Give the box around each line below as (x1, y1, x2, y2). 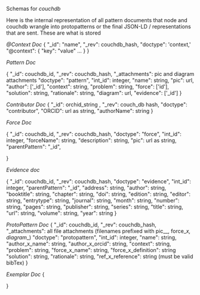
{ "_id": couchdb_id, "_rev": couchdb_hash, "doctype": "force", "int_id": (6, 131, 182, 137)
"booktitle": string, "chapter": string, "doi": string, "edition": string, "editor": (6, 190, 191, 198)
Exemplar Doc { (6, 271, 45, 278)
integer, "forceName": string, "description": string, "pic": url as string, (6, 137, 177, 144)
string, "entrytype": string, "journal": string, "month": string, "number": (6, 197, 180, 204)
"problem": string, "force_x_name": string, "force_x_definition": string (6, 247, 176, 253)
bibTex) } (6, 259, 28, 266)
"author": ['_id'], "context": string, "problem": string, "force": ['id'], (6, 83, 169, 90)
